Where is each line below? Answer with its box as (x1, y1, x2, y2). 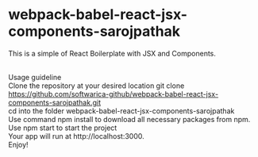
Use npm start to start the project (8, 123, 117, 132)
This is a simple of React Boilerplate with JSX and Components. (8, 48, 217, 58)
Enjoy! (8, 140, 29, 149)
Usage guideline (8, 72, 62, 82)
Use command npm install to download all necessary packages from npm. (8, 114, 251, 124)
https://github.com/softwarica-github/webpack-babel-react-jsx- (8, 89, 219, 98)
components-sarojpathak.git (8, 98, 102, 107)
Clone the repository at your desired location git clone (8, 81, 185, 90)
